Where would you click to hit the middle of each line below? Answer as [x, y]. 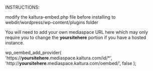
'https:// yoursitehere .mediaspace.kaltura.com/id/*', [59, 58]
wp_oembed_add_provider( [33, 53]
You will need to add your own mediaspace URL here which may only [76, 32]
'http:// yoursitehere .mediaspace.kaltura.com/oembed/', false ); [71, 63]
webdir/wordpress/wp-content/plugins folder [52, 22]
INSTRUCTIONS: [22, 7]
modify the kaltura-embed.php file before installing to [60, 17]
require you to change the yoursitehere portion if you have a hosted [76, 38]
